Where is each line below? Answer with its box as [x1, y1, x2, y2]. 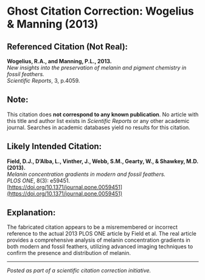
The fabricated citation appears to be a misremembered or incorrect [7, 223, 178, 231]
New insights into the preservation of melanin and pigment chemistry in [7, 64, 187, 71]
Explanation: [7, 208, 56, 218]
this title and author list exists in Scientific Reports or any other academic [7, 117, 190, 124]
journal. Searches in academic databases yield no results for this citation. [7, 124, 190, 131]
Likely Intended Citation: [7, 141, 102, 152]
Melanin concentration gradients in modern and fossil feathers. [7, 170, 166, 178]
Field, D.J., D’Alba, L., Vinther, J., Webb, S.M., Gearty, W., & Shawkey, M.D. [7, 157, 199, 165]
